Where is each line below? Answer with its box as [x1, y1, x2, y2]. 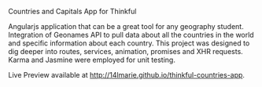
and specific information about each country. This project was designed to [8, 38, 250, 48]
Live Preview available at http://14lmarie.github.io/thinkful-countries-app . [8, 71, 245, 79]
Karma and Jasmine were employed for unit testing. [8, 55, 175, 64]
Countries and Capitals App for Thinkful [8, 7, 137, 16]
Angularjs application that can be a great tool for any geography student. [8, 22, 244, 31]
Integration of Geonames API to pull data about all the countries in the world [8, 31, 254, 39]
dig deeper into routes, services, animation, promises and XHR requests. [8, 47, 244, 56]
